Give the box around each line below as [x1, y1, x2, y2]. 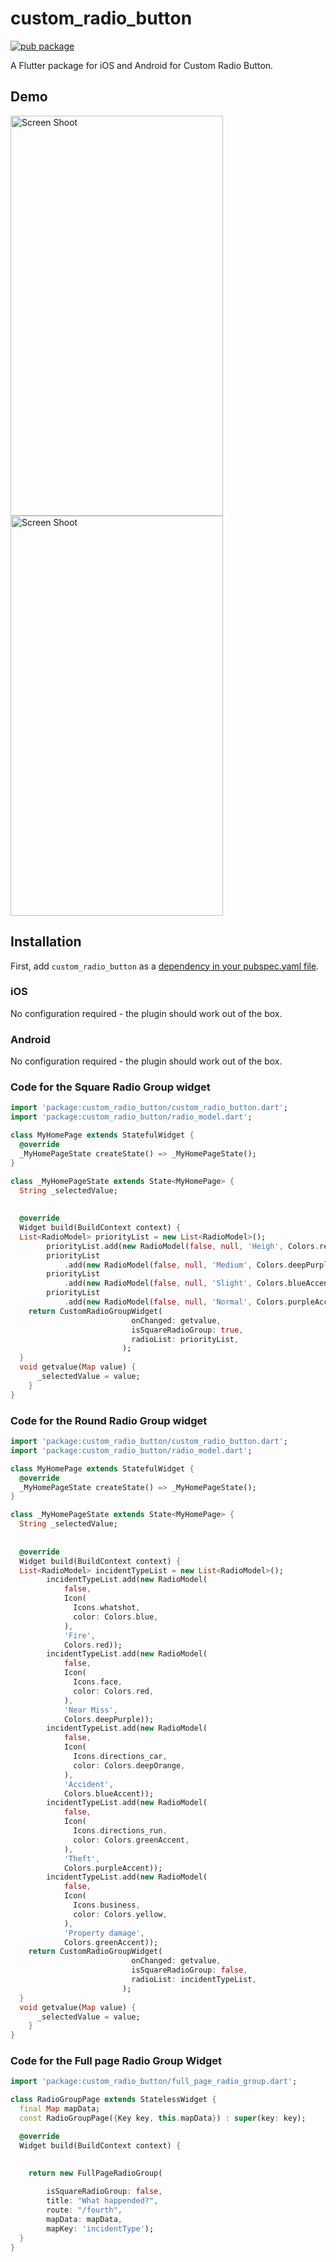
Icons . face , [73, 1677, 123, 1687]
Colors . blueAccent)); [63, 1788, 155, 1799]
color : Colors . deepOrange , [73, 1760, 186, 1771]
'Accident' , [63, 1779, 114, 1789]
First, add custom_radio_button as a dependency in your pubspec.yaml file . [10, 960, 320, 972]
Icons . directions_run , [73, 1826, 168, 1836]
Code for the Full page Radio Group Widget [10, 2054, 223, 2068]
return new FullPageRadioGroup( [28, 2168, 163, 2178]
